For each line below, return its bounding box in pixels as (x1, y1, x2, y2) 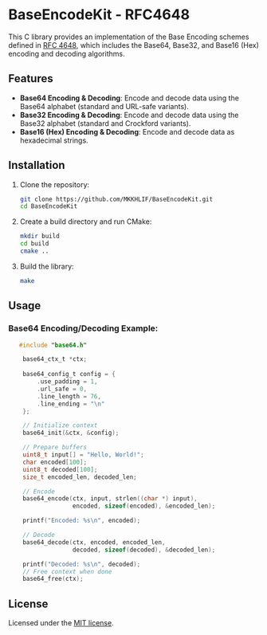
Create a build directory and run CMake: (19, 217, 152, 226)
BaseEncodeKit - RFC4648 (8, 6, 190, 24)
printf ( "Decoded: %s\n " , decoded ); (22, 560, 141, 568)
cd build (19, 240, 49, 248)
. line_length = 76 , (37, 392, 102, 400)
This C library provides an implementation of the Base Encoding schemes (8, 32, 249, 41)
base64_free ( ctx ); (22, 575, 84, 583)
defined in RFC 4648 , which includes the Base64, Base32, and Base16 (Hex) (8, 40, 259, 49)
